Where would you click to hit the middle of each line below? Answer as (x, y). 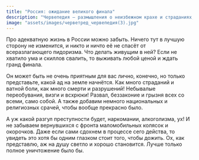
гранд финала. (24, 65)
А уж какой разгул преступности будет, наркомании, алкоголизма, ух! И (98, 119)
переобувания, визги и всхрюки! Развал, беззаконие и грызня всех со (95, 95)
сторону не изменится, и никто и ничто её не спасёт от (76, 46)
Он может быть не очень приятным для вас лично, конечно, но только (96, 76)
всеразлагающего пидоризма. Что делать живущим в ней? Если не (92, 52)
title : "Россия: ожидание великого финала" (61, 12)
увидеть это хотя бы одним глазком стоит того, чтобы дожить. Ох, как (95, 138)
